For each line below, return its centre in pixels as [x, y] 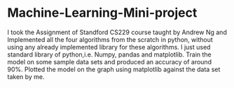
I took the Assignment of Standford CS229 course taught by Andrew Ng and [117, 32]
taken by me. [26, 76]
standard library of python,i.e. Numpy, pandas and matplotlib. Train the [109, 54]
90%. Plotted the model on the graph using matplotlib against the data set [114, 69]
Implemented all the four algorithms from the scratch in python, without [110, 39]
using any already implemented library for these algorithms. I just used [109, 47]
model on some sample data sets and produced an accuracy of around [110, 61]
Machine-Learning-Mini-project [102, 13]
